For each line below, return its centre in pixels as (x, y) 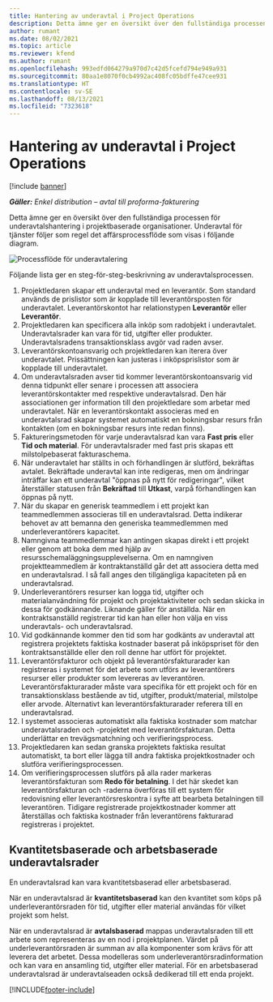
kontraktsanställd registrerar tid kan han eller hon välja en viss (124, 618)
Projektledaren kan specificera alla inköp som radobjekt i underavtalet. (139, 325)
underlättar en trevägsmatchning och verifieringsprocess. (117, 739)
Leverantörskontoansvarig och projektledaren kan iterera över (124, 351)
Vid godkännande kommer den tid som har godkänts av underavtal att (137, 635)
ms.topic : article (40, 46)
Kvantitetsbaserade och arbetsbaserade (113, 850)
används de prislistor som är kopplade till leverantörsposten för (126, 299)
